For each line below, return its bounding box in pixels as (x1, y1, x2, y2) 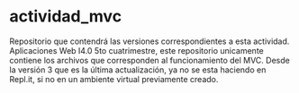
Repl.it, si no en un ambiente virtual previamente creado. (9, 73, 219, 84)
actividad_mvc (9, 6, 122, 27)
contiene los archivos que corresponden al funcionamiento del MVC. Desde (9, 55, 290, 65)
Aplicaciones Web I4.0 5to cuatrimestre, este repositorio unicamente (9, 45, 264, 55)
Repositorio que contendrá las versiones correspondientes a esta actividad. (9, 36, 290, 46)
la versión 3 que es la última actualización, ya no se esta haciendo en (9, 64, 267, 75)
